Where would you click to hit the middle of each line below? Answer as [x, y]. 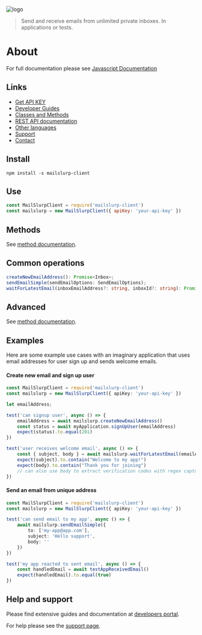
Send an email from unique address [51, 490]
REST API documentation [46, 121]
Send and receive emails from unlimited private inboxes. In [93, 21]
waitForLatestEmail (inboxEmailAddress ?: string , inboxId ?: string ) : [94, 288]
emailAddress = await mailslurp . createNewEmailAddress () [90, 421]
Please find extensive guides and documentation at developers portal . [93, 614]
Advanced [26, 307]
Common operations [45, 263]
